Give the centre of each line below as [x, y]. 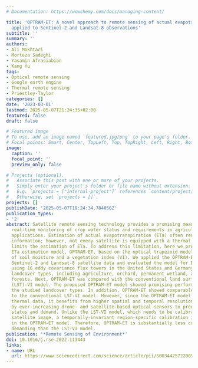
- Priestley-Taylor [30, 94]
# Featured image [27, 132]
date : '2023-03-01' [30, 104]
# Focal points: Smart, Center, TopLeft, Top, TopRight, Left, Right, [95, 143]
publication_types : [30, 213]
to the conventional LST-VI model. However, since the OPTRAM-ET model [101, 295]
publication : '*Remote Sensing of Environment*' [67, 334]
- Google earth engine [34, 83]
